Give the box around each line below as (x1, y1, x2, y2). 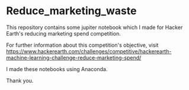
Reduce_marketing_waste (6, 4, 137, 18)
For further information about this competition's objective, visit (6, 41, 159, 49)
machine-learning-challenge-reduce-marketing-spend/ (6, 54, 142, 61)
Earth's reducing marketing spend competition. (6, 30, 121, 37)
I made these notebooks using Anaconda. (6, 65, 108, 72)
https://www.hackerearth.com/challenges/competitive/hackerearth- (6, 47, 172, 54)
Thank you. (6, 77, 34, 84)
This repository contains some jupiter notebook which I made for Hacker (6, 24, 183, 31)
